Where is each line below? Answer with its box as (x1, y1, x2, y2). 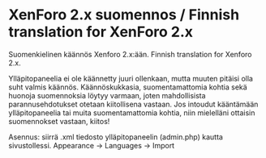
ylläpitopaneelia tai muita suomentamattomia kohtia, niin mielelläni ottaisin (8, 107, 255, 118)
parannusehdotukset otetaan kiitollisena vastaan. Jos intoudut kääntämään (8, 99, 259, 109)
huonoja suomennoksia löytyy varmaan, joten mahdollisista (8, 90, 206, 100)
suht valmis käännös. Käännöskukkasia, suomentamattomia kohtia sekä (8, 82, 247, 92)
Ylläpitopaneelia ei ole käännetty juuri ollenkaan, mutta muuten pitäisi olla (8, 73, 254, 83)
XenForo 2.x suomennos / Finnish (8, 6, 240, 24)
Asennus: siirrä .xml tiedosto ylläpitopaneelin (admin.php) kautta (8, 131, 223, 142)
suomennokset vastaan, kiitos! (8, 116, 110, 126)
